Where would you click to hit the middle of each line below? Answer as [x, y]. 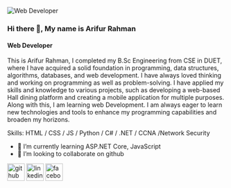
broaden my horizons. [38, 120]
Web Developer [30, 45]
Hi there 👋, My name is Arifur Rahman [72, 28]
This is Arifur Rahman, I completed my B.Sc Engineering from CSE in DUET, [115, 61]
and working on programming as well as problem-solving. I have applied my [115, 83]
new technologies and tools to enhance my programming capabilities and [112, 112]
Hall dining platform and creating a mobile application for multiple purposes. [116, 98]
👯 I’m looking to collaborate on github [71, 154]
